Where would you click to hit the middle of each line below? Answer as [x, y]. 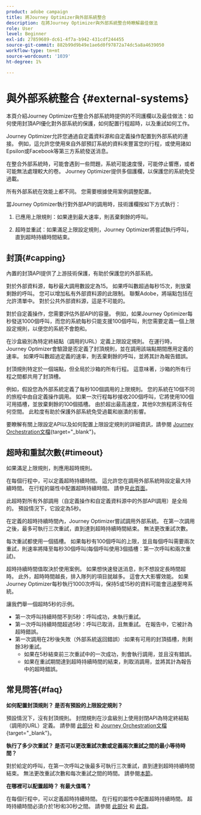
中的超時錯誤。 [42, 669]
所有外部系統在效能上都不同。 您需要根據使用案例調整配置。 [80, 191]
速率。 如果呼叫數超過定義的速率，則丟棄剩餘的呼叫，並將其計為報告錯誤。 [99, 356]
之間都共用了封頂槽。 [37, 377]
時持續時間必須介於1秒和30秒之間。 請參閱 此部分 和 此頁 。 [79, 806]
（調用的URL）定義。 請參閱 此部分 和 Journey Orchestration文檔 [87, 725]
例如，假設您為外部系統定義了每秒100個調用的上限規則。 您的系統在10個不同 [100, 389]
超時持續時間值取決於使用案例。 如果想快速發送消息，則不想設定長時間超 [96, 569]
